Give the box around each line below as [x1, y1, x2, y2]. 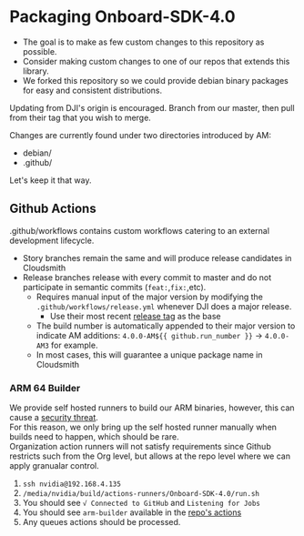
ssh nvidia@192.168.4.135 [22, 480, 121, 489]
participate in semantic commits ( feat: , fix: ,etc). [22, 281, 207, 292]
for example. [51, 339, 98, 350]
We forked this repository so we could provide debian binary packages [22, 75, 289, 86]
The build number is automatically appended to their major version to [35, 320, 296, 331]
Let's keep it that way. [9, 175, 92, 186]
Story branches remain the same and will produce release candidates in [22, 252, 292, 263]
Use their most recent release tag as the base [49, 310, 221, 321]
